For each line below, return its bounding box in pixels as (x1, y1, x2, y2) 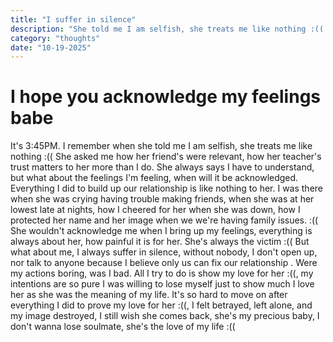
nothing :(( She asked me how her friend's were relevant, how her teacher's (10, 151, 322, 163)
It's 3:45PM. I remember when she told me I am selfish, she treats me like (10, 140, 313, 152)
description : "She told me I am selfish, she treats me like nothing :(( (10, 24, 325, 34)
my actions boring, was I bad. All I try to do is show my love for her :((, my (10, 267, 314, 280)
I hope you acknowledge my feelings (10, 86, 322, 108)
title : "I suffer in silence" (10, 14, 137, 25)
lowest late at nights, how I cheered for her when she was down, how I (10, 204, 301, 216)
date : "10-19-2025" (10, 42, 92, 53)
